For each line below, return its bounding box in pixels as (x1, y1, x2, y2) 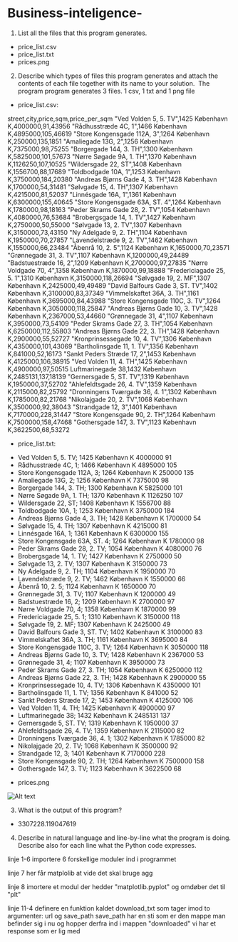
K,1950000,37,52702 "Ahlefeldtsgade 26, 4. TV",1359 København (7, 380, 197, 389)
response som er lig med (7, 926, 81, 935)
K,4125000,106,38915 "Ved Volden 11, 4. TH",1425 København (7, 357, 187, 366)
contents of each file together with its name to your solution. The (17, 79, 210, 87)
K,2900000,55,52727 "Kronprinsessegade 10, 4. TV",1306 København (7, 334, 212, 343)
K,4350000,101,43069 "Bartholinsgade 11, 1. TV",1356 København (7, 341, 199, 351)
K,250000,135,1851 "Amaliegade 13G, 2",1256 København (7, 137, 173, 146)
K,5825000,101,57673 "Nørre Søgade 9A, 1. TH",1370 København (7, 152, 197, 161)
